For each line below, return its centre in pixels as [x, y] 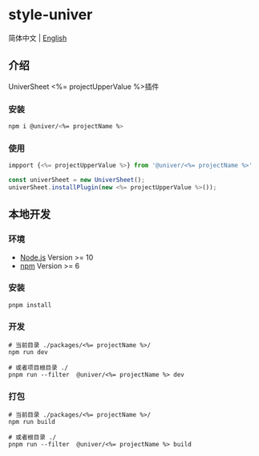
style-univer [51, 15]
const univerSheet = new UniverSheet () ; [77, 180]
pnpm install [30, 305]
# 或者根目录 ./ [32, 438]
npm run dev [28, 353]
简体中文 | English [38, 38]
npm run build [32, 422]
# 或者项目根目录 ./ [38, 368]
